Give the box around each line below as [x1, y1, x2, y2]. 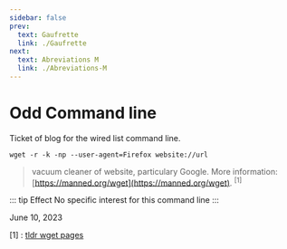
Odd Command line [9, 103, 157, 123]
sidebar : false [9, 13, 67, 23]
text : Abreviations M [17, 55, 100, 64]
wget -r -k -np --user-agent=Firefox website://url [9, 150, 208, 159]
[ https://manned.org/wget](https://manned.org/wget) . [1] [31, 176, 243, 188]
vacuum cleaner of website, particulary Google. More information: [31, 166, 278, 177]
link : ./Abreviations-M [17, 64, 107, 73]
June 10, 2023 [9, 212, 63, 223]
